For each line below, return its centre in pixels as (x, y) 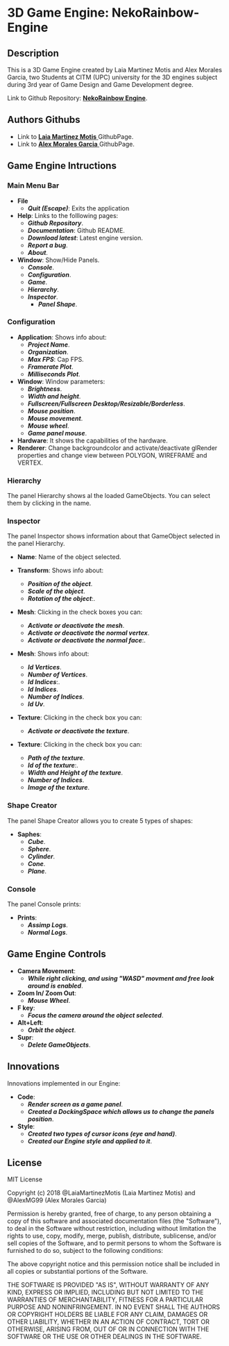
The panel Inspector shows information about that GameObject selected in (114, 536)
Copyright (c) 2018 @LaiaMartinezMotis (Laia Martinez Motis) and (101, 1193)
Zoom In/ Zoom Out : (46, 993)
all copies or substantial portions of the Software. (77, 1272)
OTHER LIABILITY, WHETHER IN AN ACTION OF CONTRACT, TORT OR (108, 1322)
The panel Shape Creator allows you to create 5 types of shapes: (100, 820)
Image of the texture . (59, 788)
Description (33, 53)
